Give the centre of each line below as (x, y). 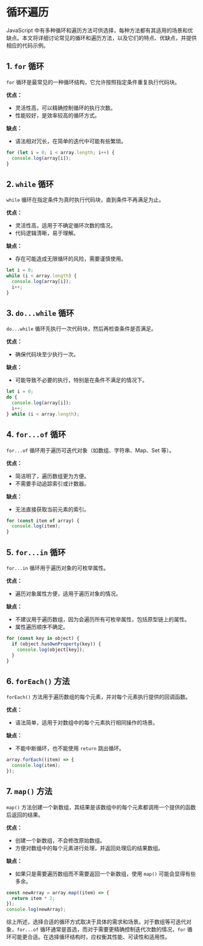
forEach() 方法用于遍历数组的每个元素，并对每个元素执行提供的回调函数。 (99, 697)
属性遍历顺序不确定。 (41, 627)
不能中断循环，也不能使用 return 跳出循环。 (70, 748)
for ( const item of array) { (43, 521)
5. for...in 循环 (36, 552)
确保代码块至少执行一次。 (47, 354)
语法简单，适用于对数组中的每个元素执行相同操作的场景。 (86, 723)
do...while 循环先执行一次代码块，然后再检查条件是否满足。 (82, 329)
